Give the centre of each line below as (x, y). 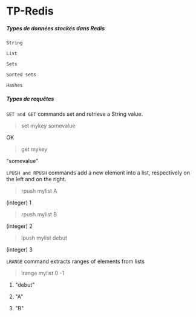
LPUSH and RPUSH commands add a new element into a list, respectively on (98, 173)
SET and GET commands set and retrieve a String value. (75, 114)
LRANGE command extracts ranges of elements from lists (76, 261)
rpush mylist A (39, 191)
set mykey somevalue (48, 126)
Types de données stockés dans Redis (56, 28)
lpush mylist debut (44, 238)
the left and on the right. (36, 179)
